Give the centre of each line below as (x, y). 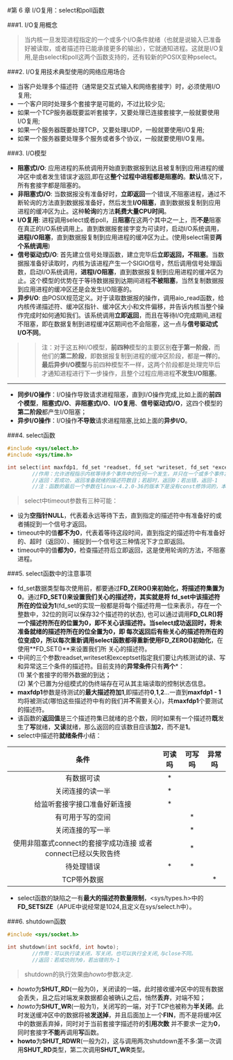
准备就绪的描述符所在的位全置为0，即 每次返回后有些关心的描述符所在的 (120, 632)
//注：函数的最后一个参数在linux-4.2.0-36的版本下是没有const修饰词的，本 (129, 487)
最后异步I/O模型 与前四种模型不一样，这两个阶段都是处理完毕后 (131, 365)
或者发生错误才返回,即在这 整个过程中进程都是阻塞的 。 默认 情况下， (131, 176)
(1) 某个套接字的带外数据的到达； (64, 675)
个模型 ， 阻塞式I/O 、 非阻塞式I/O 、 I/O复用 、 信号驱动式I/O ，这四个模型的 (120, 403)
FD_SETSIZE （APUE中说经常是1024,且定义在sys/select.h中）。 (106, 907)
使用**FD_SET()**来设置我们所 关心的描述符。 (84, 649)
